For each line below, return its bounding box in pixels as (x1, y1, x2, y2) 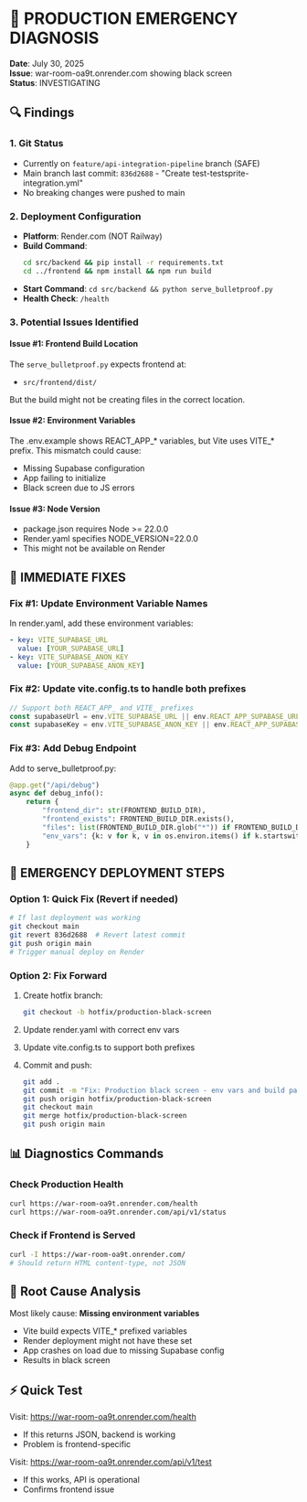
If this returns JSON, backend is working (22, 1429, 176, 1440)
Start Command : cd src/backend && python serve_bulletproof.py (22, 283, 274, 294)
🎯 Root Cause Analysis (9, 1283, 142, 1299)
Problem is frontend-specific (22, 1439, 132, 1450)
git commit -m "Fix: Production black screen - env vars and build (22, 1086, 286, 1095)
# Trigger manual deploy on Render (9, 947, 145, 957)
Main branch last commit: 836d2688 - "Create (22, 167, 191, 178)
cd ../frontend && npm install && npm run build (22, 266, 212, 275)
